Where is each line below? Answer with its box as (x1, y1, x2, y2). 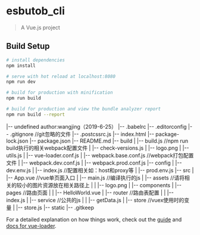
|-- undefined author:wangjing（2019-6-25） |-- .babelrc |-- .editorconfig (6, 123, 187, 130)
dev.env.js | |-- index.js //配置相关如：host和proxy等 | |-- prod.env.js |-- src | (6, 166, 194, 174)
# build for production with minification (6, 89, 113, 96)
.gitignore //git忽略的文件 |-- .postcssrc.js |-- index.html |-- (10, 130, 155, 138)
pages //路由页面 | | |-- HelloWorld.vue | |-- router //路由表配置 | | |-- (6, 189, 174, 196)
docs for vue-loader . (6, 222, 57, 229)
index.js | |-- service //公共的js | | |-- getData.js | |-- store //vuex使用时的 (6, 196, 185, 203)
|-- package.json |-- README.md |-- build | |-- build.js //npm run (29, 137, 189, 144)
